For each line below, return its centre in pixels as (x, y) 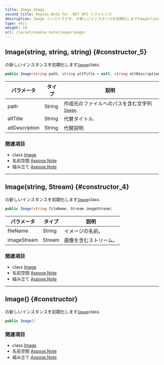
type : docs (16, 23)
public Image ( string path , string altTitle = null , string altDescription (83, 74)
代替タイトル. (79, 119)
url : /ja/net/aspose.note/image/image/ (46, 32)
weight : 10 (16, 28)
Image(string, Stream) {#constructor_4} (67, 187)
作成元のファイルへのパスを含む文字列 (108, 103)
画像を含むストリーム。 (91, 240)
